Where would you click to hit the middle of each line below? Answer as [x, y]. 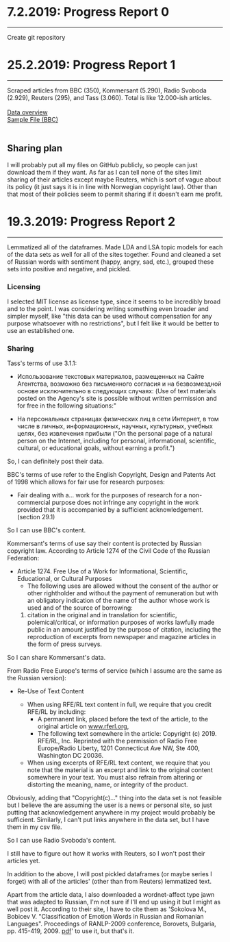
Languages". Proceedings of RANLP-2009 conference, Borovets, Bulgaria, [112, 924]
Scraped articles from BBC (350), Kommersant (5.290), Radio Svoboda [107, 90]
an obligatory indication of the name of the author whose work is [118, 601]
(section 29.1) [36, 517]
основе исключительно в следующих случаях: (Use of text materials [116, 391]
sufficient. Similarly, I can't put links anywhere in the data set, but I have [108, 820]
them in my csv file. [35, 827]
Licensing [24, 286]
